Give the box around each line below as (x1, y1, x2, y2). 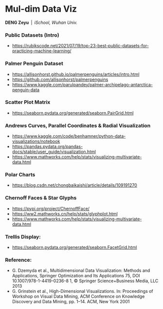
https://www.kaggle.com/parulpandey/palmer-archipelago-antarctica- (12, 81, 153, 87)
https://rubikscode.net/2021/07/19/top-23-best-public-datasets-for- (12, 43, 149, 49)
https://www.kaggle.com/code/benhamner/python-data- (12, 133, 126, 139)
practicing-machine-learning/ (12, 48, 72, 54)
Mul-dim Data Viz (5, 3, 77, 15)
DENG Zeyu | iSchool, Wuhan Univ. (5, 19, 78, 25)
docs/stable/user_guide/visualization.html (12, 149, 96, 154)
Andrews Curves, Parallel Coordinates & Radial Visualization (5, 122, 151, 129)
